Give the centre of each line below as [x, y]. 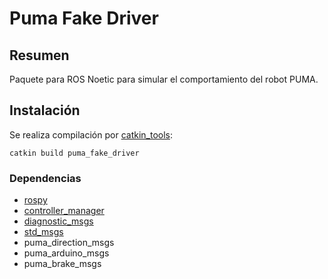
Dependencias [45, 178]
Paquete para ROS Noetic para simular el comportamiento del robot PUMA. [164, 79]
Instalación [45, 110]
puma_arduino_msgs [66, 253]
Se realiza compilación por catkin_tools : [91, 134]
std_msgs [43, 232]
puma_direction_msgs [69, 243]
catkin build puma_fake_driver [74, 153]
